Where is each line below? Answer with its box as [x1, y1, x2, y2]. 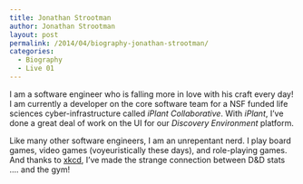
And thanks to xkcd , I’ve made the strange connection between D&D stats [9, 154, 286, 165]
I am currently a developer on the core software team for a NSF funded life [9, 98, 288, 109]
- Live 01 [17, 64, 54, 73]
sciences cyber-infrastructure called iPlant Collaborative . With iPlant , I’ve [9, 108, 284, 119]
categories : [9, 47, 54, 56]
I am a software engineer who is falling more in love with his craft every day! [9, 88, 294, 100]
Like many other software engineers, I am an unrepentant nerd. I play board [9, 135, 292, 146]
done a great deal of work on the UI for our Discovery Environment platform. [9, 117, 295, 128]
